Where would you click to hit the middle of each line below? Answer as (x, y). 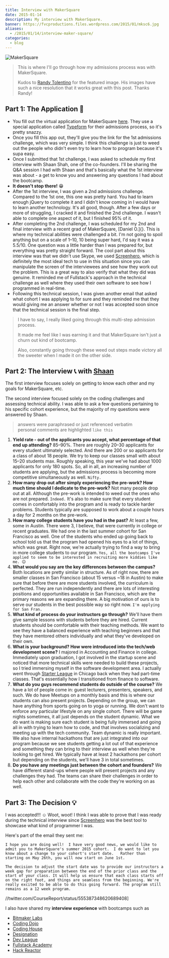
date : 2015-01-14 (23, 15)
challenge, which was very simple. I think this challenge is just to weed (86, 143)
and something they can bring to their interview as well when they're (84, 749)
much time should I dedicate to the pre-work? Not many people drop (85, 488)
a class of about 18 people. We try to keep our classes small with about (86, 456)
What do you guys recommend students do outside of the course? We (87, 684)
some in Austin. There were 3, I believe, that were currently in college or (87, 526)
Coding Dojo (25, 924)
